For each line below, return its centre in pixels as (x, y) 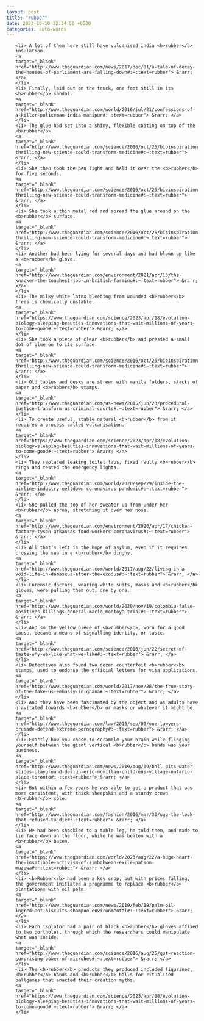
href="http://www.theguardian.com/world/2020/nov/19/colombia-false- (105, 607)
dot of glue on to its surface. (56, 345)
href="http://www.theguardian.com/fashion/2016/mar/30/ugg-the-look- (105, 815)
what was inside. (37, 937)
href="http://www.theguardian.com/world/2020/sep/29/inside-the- (100, 484)
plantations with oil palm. (51, 889)
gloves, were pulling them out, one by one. (72, 590)
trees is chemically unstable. (55, 302)
